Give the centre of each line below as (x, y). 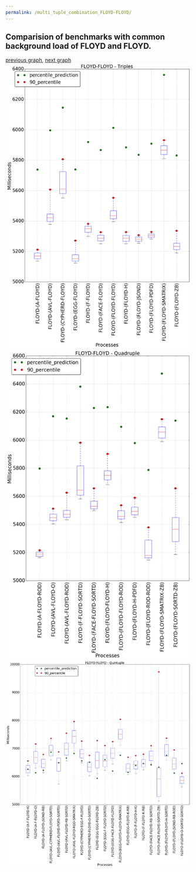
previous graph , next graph (38, 60)
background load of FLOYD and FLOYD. (78, 46)
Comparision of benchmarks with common (85, 37)
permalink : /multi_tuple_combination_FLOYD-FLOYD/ (69, 12)
